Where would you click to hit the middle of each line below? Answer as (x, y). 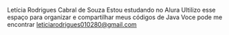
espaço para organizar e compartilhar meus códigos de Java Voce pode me (115, 17)
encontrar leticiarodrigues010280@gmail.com (72, 24)
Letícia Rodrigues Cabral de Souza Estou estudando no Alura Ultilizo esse (111, 10)
